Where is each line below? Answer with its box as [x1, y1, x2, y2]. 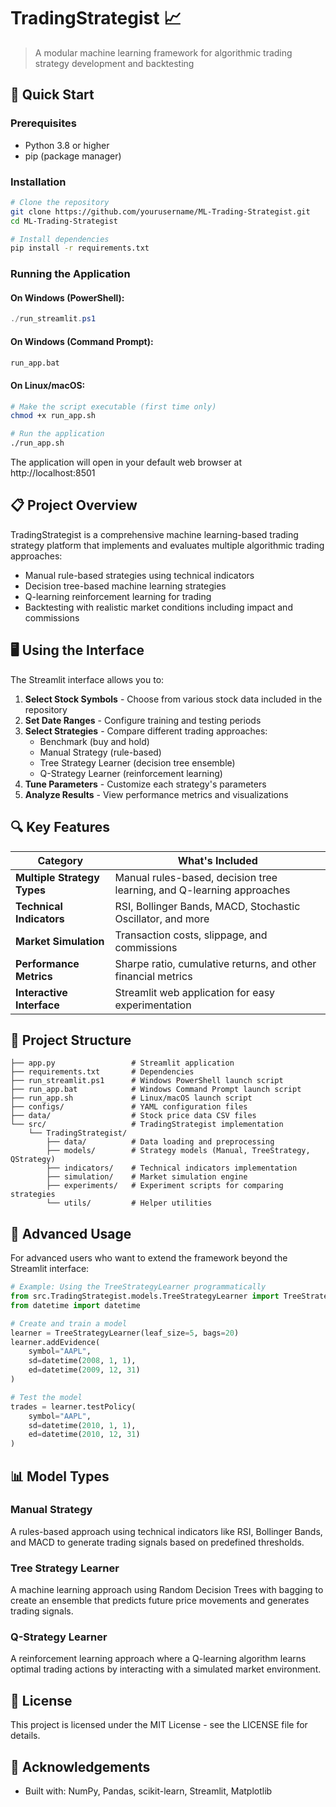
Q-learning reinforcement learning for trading [24, 590, 212, 602]
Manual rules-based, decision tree [114, 870, 278, 884]
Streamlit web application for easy [114, 985, 276, 999]
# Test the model [10, 1392, 83, 1402]
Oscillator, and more [114, 911, 210, 925]
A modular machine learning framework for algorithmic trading [34, 46, 293, 59]
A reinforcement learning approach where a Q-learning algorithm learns [10, 1653, 307, 1665]
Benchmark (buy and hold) [39, 735, 150, 747]
